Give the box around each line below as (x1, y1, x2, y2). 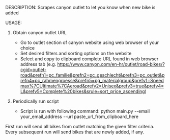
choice (20, 45, 35, 51)
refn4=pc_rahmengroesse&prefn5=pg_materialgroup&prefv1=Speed (20, 78, 164, 83)
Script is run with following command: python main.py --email (20, 108, 150, 114)
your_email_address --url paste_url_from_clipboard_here (20, 113, 139, 120)
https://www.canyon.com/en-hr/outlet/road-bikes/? (57, 61, 165, 67)
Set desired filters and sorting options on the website (20, 51, 132, 56)
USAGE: (5, 20, 22, 26)
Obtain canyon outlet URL (12, 30, 67, 35)
